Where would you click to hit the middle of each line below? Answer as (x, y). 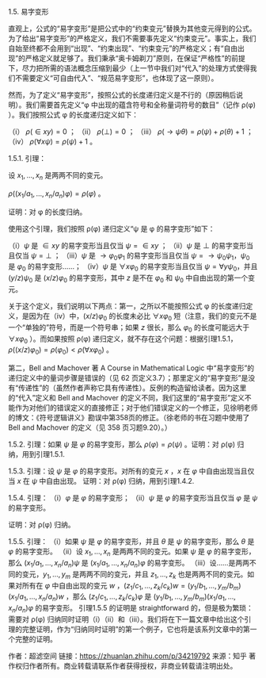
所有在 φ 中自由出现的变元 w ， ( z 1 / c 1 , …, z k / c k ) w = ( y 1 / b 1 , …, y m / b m (130, 586)
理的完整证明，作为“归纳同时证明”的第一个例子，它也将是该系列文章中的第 (129, 629)
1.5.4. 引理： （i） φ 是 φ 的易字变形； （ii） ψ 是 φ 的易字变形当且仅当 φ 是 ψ (133, 498)
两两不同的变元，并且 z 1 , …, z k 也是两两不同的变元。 (163, 575)
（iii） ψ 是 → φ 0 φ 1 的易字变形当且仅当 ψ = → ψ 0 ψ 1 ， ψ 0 (156, 256)
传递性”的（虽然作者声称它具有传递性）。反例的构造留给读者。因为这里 (133, 388)
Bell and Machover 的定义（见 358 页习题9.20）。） (90, 427)
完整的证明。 (36, 639)
